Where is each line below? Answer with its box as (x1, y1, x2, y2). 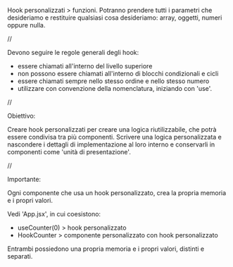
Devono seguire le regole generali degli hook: (7, 49, 139, 56)
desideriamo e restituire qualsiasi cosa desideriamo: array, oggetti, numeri (7, 13, 222, 22)
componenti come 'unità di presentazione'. (7, 148, 132, 156)
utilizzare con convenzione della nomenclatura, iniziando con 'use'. (17, 85, 213, 92)
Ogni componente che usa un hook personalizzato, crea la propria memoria (7, 189, 227, 197)
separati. (7, 252, 33, 260)
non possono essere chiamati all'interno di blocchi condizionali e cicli (17, 70, 219, 77)
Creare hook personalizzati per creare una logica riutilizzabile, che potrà (7, 125, 217, 133)
